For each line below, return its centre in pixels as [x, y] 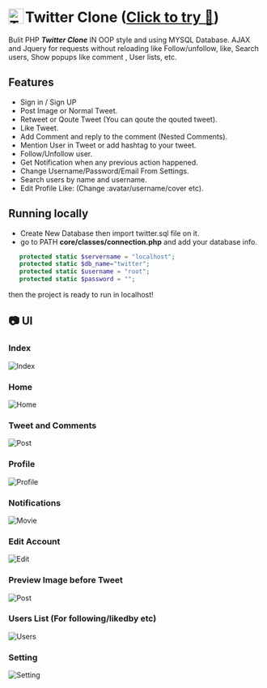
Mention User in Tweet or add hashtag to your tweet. [108, 145]
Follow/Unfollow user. [56, 153]
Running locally [49, 214]
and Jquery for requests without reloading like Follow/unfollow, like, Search [133, 48]
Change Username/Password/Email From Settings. [104, 171]
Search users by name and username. [83, 179]
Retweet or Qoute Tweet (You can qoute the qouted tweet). [119, 119]
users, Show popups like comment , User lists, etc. [93, 57]
